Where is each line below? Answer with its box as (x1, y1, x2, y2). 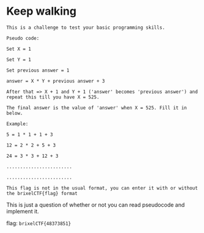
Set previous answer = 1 (6, 67, 70, 73)
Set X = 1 (6, 46, 32, 52)
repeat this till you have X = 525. (6, 94, 100, 100)
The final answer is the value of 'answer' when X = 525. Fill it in (6, 105, 188, 111)
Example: (6, 120, 29, 127)
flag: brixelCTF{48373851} (6, 219, 71, 227)
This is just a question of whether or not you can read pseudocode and (6, 201, 185, 209)
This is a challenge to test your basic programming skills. (6, 24, 166, 31)
